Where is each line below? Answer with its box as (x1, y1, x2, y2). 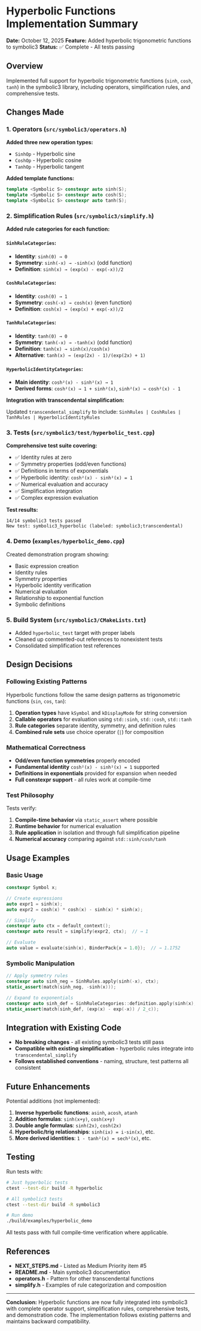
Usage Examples (6, 853, 70, 863)
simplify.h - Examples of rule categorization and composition (14, 1281, 167, 1288)
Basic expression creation (14, 562, 79, 569)
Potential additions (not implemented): (6, 1097, 100, 1105)
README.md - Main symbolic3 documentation (14, 1269, 130, 1276)
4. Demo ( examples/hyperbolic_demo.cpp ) (6, 537, 125, 545)
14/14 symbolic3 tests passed (6, 518, 82, 524)
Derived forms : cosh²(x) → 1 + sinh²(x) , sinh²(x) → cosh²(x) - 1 (14, 385, 181, 392)
